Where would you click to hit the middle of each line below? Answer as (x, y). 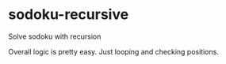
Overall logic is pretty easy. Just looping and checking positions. (114, 51)
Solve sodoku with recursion (55, 36)
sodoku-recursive (69, 15)
